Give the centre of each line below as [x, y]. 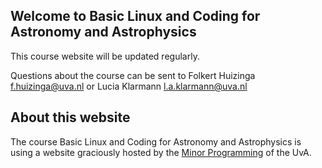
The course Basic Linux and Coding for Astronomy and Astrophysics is [156, 141]
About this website [70, 117]
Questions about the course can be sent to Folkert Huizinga [133, 75]
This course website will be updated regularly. [105, 56]
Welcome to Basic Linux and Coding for [135, 16]
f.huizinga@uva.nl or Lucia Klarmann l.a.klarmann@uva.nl [129, 86]
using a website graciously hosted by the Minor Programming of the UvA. [161, 152]
